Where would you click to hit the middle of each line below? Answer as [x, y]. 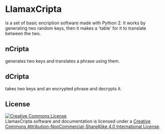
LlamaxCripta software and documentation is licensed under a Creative [78, 121]
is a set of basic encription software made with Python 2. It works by [75, 23]
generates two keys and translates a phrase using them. [63, 61]
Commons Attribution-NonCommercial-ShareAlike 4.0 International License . [83, 127]
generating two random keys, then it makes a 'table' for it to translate [76, 28]
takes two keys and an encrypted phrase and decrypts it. [63, 88]
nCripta [17, 49]
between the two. [23, 33]
